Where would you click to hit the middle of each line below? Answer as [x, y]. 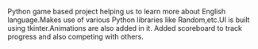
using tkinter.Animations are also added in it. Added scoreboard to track [125, 28]
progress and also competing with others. [76, 36]
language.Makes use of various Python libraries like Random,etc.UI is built [129, 20]
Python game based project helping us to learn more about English [117, 11]
